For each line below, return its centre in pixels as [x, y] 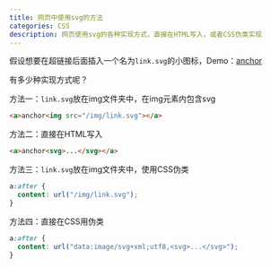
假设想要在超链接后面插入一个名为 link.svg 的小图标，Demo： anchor [136, 61]
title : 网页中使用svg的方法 [56, 17]
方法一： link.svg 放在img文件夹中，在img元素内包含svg [113, 99]
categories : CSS [39, 26]
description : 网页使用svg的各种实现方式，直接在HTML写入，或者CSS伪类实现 [136, 34]
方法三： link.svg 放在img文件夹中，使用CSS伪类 [99, 169]
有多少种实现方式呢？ [48, 80]
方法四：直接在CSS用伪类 [57, 221]
